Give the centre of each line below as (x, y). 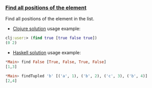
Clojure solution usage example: (47, 29)
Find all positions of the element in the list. (50, 19)
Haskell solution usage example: (47, 53)
